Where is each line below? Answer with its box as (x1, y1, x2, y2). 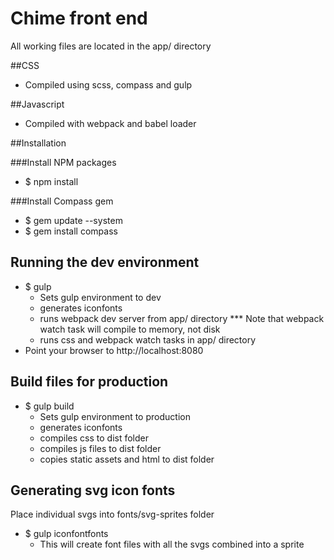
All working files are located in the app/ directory (10, 40, 212, 52)
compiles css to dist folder (39, 432, 150, 444)
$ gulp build (24, 400, 75, 412)
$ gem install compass (24, 225, 118, 237)
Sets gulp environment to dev (39, 291, 162, 303)
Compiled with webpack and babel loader (24, 117, 197, 129)
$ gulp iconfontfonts (24, 528, 109, 540)
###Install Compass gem (10, 195, 114, 207)
